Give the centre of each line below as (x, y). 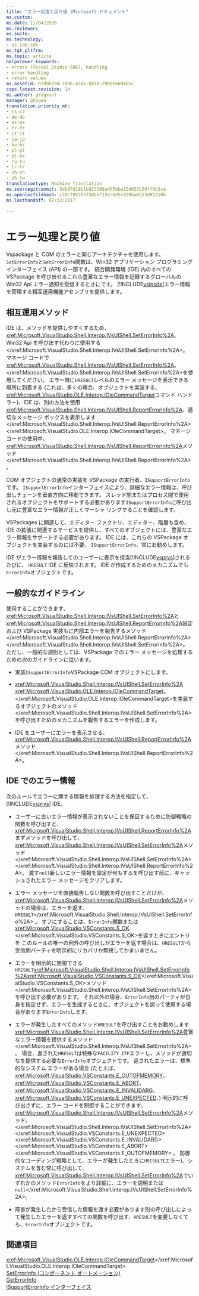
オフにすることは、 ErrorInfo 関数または (90, 921)
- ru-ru (16, 162)
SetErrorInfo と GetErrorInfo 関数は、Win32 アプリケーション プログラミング (99, 262)
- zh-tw (16, 178)
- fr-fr (16, 128)
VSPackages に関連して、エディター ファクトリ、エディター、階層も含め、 (98, 522)
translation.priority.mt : (38, 106)
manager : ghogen (26, 100)
